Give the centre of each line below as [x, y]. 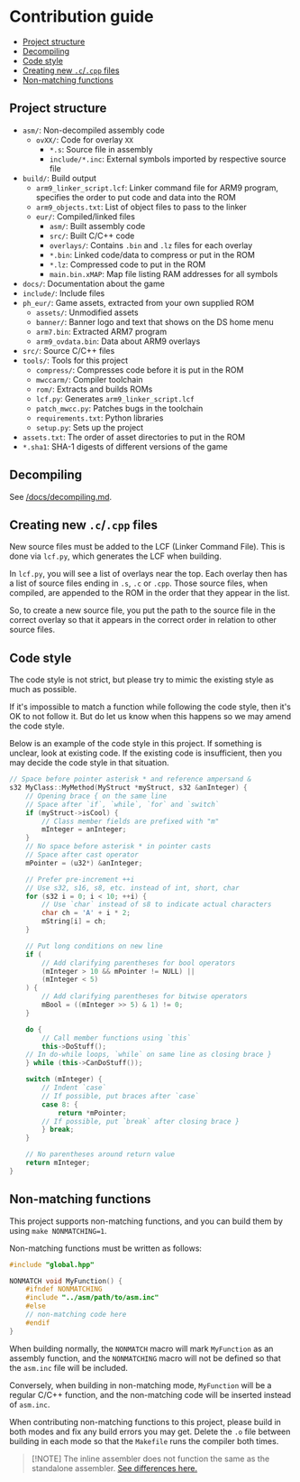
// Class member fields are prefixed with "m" [131, 821]
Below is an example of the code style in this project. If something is [136, 744]
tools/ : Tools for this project [75, 360]
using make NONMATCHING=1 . [58, 1230]
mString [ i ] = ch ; [74, 922]
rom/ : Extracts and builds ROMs [94, 389]
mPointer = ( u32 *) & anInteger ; [84, 863]
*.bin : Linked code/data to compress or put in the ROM [152, 255]
